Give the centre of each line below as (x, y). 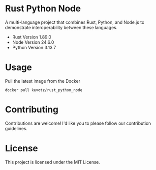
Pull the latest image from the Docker (43, 81)
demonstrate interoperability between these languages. (61, 27)
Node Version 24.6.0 (33, 42)
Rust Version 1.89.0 (32, 37)
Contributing (32, 110)
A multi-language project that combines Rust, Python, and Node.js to (75, 22)
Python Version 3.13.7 (34, 47)
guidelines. (16, 128)
